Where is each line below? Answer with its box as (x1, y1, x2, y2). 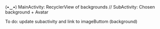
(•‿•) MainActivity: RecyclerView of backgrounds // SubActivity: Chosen (5, 4, 156, 10)
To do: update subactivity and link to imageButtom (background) (5, 19, 138, 24)
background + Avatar (5, 9, 49, 15)
